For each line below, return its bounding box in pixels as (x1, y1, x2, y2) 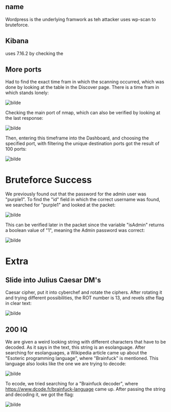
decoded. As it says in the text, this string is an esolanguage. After (5, 344, 145, 350)
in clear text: (5, 300, 32, 307)
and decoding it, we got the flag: (5, 391, 74, 398)
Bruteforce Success (5, 174, 92, 186)
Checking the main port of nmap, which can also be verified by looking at (5, 110, 161, 116)
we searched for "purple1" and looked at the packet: (5, 202, 116, 208)
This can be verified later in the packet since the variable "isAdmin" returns (5, 222, 164, 228)
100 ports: (5, 146, 27, 152)
